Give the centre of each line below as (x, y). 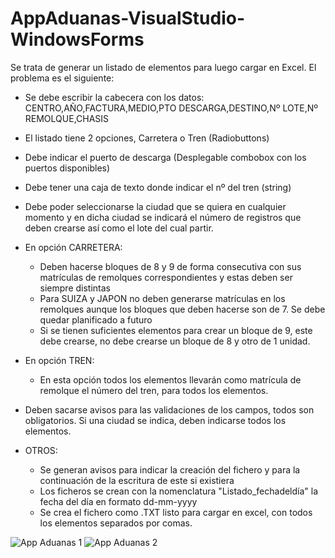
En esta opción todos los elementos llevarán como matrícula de (170, 379)
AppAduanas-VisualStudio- (128, 18)
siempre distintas (75, 288)
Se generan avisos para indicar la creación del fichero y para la (170, 469)
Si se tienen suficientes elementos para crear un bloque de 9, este (176, 330)
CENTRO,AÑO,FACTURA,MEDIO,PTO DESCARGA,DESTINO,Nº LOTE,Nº (171, 108)
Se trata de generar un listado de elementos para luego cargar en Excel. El (163, 67)
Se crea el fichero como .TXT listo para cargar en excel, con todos (176, 512)
